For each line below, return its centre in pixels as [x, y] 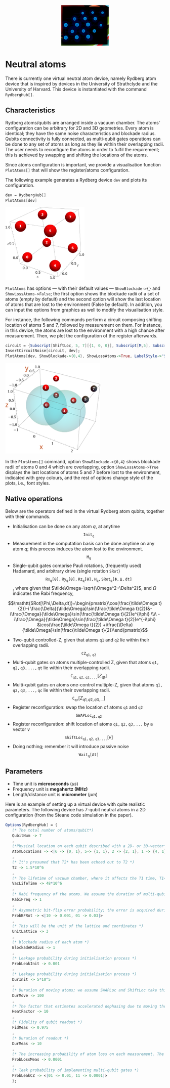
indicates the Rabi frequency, [43, 593]
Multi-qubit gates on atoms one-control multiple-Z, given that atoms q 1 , [88, 684]
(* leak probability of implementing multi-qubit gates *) [75, 1070]
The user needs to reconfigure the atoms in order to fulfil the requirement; [82, 149]
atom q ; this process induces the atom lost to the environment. [78, 549]
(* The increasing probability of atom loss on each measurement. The [88, 1054]
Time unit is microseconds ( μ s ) [45, 784]
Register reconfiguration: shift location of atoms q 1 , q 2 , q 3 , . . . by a [83, 724]
